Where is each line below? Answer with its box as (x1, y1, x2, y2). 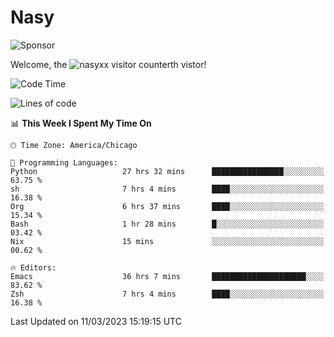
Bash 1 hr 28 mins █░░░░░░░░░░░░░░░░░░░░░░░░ (10, 219, 325, 229)
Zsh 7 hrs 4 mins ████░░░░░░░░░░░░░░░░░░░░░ (10, 289, 325, 299)
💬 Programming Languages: (10, 157, 118, 168)
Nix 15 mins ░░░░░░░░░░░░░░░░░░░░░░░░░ (10, 236, 325, 246)
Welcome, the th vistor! (10, 58, 207, 70)
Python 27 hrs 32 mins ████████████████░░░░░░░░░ (10, 166, 325, 176)
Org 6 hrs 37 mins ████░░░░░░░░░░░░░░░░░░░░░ (10, 201, 325, 211)
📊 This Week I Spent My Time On (10, 117, 152, 129)
